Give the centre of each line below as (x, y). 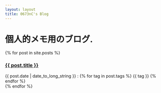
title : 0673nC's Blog (27, 14)
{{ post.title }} (22, 66)
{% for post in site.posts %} (33, 53)
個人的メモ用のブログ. (49, 39)
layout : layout (20, 9)
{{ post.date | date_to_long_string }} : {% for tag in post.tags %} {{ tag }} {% (81, 76)
